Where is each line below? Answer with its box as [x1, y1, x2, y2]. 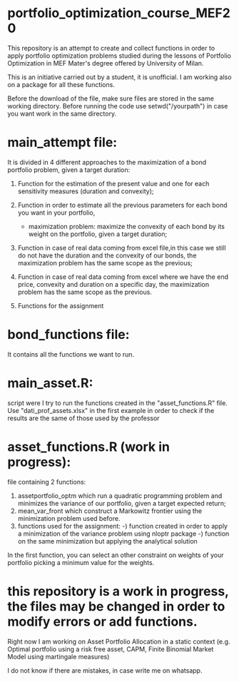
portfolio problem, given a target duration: [7, 166, 131, 174]
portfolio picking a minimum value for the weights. [7, 558, 155, 566]
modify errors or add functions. [7, 614, 198, 629]
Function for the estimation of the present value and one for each [17, 179, 210, 188]
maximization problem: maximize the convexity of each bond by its [28, 222, 225, 230]
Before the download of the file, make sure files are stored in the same [7, 94, 214, 103]
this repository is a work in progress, [7, 583, 229, 599]
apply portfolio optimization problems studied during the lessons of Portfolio [7, 51, 232, 60]
